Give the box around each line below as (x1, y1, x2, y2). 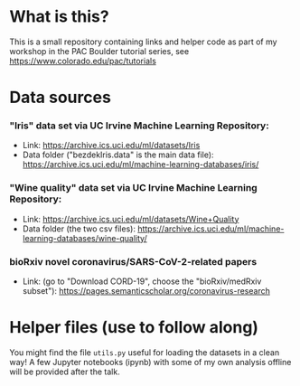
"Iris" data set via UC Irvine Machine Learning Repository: (9, 119, 269, 132)
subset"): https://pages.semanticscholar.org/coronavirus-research (22, 286, 271, 297)
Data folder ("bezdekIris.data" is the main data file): (22, 149, 214, 160)
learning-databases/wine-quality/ (22, 232, 147, 243)
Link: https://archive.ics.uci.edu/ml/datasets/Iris (22, 140, 201, 151)
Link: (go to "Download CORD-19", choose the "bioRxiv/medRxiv (22, 276, 262, 287)
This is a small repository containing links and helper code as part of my (9, 36, 277, 47)
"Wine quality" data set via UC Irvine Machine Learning (9, 182, 258, 194)
